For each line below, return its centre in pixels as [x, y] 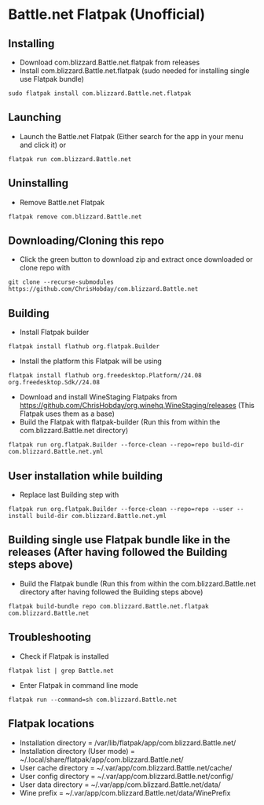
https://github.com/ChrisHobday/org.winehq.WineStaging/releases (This [137, 406]
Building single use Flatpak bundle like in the [119, 540]
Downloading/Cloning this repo [86, 241]
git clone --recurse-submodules [61, 282]
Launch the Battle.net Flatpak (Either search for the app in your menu [131, 136]
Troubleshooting [50, 637]
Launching [35, 118]
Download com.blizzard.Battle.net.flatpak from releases [110, 62]
